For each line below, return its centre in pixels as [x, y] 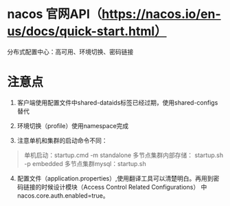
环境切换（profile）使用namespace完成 [73, 125]
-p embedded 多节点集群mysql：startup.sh [85, 163]
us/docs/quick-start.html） [87, 31]
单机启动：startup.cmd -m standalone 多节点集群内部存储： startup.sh [124, 155]
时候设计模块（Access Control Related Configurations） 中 [124, 187]
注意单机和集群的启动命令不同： [62, 140]
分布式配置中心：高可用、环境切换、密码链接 [70, 52]
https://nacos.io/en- [161, 14]
